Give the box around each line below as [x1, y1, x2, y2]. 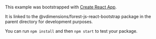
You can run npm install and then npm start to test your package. [5, 28, 138, 34]
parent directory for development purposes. [5, 19, 93, 24]
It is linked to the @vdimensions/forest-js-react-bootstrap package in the [5, 14, 152, 19]
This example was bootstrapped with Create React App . [5, 4, 117, 10]
